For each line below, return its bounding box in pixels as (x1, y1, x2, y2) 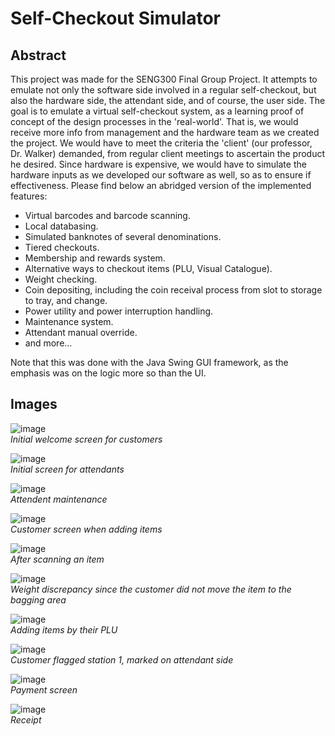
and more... (24, 337, 73, 349)
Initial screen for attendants (10, 463, 125, 475)
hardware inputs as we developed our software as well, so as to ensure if (10, 169, 312, 181)
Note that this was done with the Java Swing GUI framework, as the (10, 357, 289, 368)
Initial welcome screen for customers (10, 433, 163, 445)
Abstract (10, 47, 67, 64)
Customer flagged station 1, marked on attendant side (10, 653, 234, 666)
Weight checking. (24, 273, 98, 285)
